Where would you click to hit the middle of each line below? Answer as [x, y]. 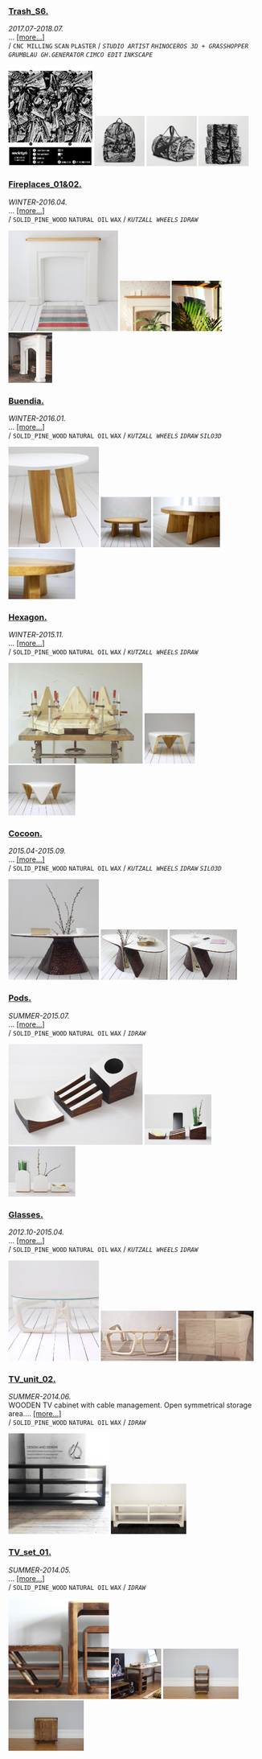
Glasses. [26, 1214]
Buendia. [26, 401]
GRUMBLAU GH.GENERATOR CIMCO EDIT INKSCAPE [81, 55]
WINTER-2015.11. [36, 635]
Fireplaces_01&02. [45, 184]
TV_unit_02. [32, 1379]
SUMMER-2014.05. [40, 1570]
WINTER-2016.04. [38, 202]
